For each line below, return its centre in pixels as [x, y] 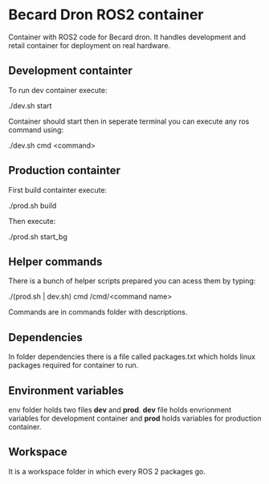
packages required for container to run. [73, 365]
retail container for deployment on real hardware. [90, 45]
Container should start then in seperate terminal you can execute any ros [129, 121]
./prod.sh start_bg [38, 236]
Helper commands [55, 261]
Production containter [65, 171]
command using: [36, 129]
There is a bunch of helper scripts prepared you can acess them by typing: [132, 281]
